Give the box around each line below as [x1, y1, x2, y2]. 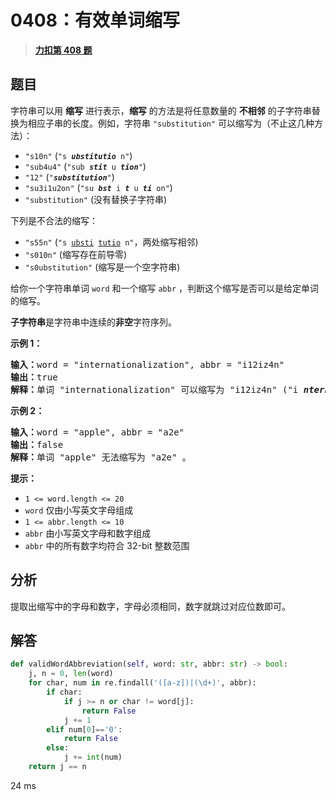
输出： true [10, 371, 58, 383]
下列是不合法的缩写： [10, 214, 98, 226]
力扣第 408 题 [34, 44, 93, 56]
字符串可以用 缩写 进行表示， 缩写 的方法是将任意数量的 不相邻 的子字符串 [10, 104, 312, 116]
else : [46, 743, 70, 753]
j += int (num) [63, 752, 123, 763]
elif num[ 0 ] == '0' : [46, 724, 123, 735]
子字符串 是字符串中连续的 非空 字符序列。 [10, 316, 177, 328]
